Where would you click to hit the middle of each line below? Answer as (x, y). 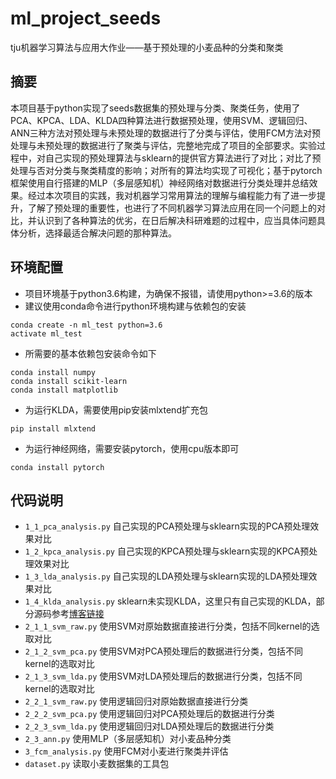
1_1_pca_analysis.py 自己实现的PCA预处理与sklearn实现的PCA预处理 (167, 526)
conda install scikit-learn (69, 381)
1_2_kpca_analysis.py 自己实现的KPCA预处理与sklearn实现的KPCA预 (167, 551)
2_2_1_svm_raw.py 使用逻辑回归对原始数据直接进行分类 (136, 701)
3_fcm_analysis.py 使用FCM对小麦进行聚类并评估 (126, 751)
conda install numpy (53, 372)
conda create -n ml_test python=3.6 (86, 325)
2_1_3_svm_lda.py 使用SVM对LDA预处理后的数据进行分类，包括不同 (163, 676)
